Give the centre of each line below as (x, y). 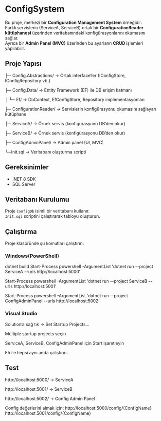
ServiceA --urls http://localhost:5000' (43, 272)
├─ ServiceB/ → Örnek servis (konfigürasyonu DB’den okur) (65, 133)
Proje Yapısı (23, 64)
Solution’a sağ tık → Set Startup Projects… (47, 324)
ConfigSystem (35, 9)
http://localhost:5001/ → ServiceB (39, 389)
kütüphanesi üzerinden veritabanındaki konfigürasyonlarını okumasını (75, 33)
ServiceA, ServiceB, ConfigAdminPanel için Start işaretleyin (64, 343)
